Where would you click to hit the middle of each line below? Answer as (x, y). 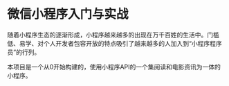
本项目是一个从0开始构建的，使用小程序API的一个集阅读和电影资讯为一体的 (114, 67)
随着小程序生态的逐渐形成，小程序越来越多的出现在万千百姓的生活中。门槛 (113, 35)
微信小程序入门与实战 (68, 14)
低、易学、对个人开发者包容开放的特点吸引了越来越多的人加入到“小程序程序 (115, 43)
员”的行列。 (24, 52)
